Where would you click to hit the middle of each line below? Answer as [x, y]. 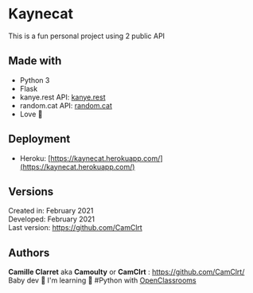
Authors [29, 253]
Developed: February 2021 [52, 219]
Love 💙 [31, 114]
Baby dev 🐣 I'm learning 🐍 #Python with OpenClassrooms [102, 280]
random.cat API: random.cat [66, 105]
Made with [35, 61]
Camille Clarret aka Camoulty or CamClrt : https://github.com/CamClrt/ [127, 272]
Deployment [39, 139]
